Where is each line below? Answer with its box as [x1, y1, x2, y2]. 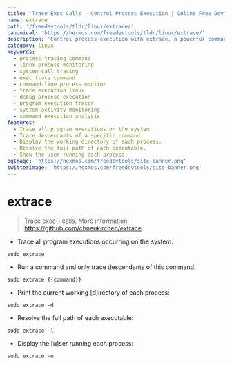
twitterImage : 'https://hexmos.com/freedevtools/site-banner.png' [7, 164, 202, 171]
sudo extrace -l [7, 327, 54, 334]
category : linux [7, 42, 54, 49]
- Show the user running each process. [13, 151, 128, 159]
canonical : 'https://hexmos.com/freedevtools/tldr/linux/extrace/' [7, 29, 206, 37]
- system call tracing [13, 68, 79, 75]
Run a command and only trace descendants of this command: [17, 263, 196, 271]
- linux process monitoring [13, 61, 95, 68]
